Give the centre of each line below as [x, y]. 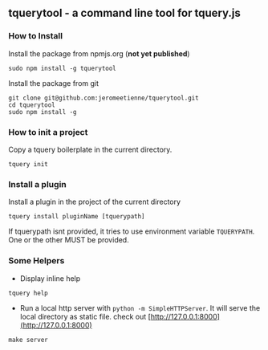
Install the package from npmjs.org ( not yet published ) [99, 53]
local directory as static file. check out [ [85, 316]
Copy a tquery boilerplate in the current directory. [90, 149]
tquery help [28, 293]
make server [28, 340]
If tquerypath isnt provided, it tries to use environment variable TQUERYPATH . [132, 231]
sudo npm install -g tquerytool [62, 68]
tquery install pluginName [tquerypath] [77, 217]
